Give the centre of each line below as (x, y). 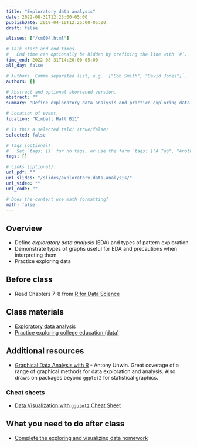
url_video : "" (23, 183)
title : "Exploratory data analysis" (51, 11)
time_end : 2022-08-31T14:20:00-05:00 (52, 60)
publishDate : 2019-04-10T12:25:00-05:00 (56, 22)
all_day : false (25, 65)
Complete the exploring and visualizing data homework (81, 438)
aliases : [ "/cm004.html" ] (38, 39)
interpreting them (35, 255)
